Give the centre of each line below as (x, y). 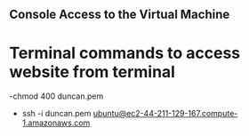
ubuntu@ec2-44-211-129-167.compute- (165, 114)
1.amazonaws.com (56, 123)
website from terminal (92, 72)
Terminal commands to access (125, 53)
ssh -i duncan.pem (56, 114)
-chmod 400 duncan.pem (56, 96)
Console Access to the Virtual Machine (120, 15)
